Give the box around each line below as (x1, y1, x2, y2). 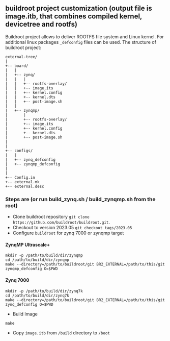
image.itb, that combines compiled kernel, (5, 12, 143, 21)
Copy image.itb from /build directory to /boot (12, 329, 110, 336)
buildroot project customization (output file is (5, 4, 152, 13)
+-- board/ (5, 63, 29, 68)
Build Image (12, 311, 38, 317)
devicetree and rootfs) (5, 20, 78, 29)
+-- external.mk (5, 179, 40, 184)
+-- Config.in (5, 175, 36, 180)
